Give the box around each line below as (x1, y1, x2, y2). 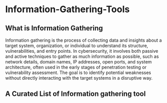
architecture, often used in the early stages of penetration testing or (5, 64, 147, 70)
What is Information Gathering (5, 24, 103, 32)
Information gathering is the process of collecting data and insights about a (5, 37, 162, 43)
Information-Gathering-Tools (5, 4, 130, 15)
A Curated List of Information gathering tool (5, 90, 146, 98)
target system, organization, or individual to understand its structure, (5, 43, 148, 49)
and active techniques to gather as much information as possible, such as (5, 53, 159, 59)
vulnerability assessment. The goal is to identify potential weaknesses (5, 70, 151, 76)
